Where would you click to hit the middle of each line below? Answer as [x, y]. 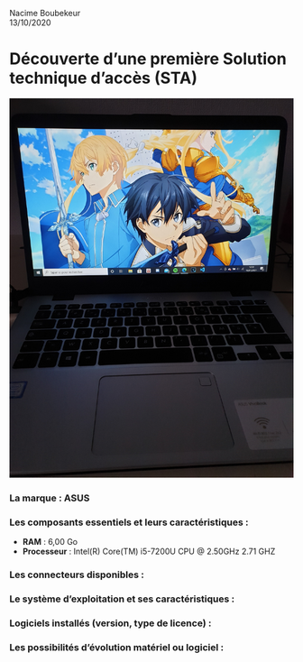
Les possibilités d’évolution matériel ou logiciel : [116, 647]
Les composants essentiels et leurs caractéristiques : [129, 522]
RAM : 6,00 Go [50, 542]
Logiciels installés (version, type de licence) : [110, 623]
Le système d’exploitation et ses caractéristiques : [122, 599]
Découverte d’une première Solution [148, 59]
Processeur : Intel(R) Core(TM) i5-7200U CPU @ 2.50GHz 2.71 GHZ [149, 552]
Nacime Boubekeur [45, 13]
